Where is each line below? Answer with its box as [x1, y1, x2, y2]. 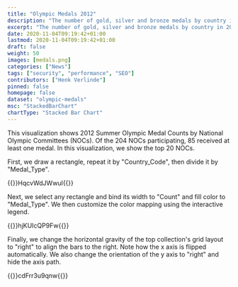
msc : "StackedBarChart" [7, 103, 78, 110]
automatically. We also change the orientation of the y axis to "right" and [7, 249, 220, 259]
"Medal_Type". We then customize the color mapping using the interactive [7, 200, 223, 208]
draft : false [7, 43, 46, 50]
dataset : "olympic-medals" [7, 96, 87, 103]
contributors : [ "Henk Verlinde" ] [7, 76, 106, 84]
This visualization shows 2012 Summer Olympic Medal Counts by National [7, 128, 224, 137]
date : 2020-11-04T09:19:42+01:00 [7, 30, 106, 38]
